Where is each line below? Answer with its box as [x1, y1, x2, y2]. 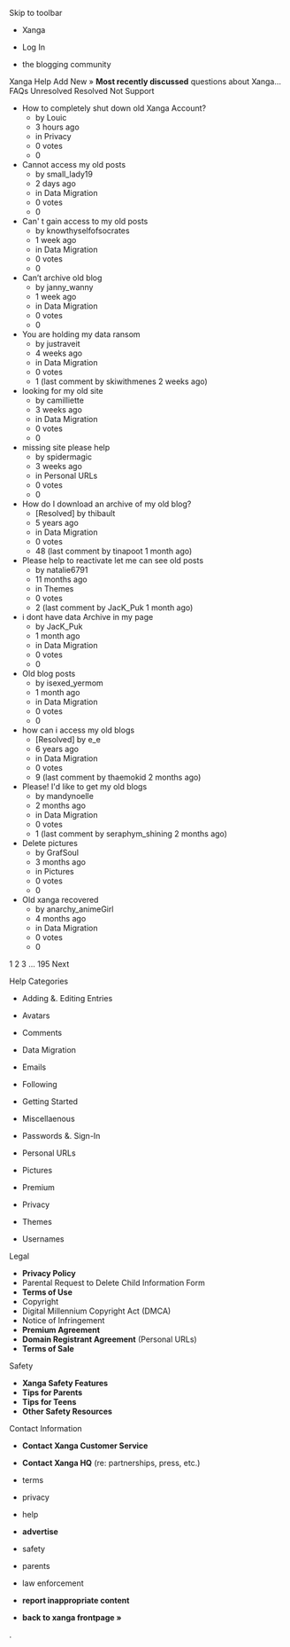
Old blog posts [21, 669, 76, 678]
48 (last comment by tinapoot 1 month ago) [34, 545, 193, 556]
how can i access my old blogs [21, 725, 135, 735]
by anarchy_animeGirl [34, 904, 114, 914]
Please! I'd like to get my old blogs [21, 781, 148, 792]
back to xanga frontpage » [21, 1612, 122, 1622]
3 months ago [34, 857, 87, 867]
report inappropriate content [21, 1596, 130, 1605]
